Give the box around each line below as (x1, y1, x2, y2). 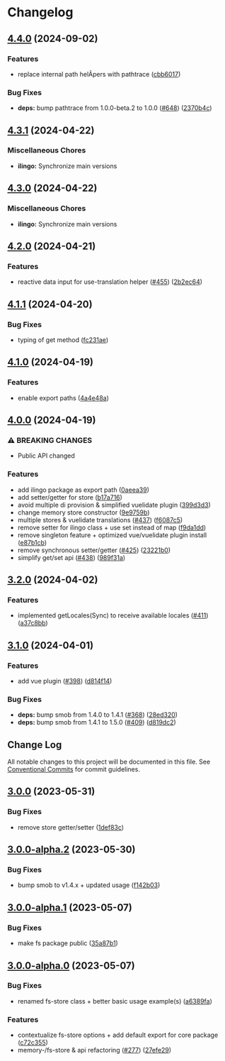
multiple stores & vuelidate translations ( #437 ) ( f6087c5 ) (17, 515, 183, 524)
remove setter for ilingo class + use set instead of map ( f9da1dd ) (17, 523, 207, 532)
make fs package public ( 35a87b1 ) (17, 939, 118, 947)
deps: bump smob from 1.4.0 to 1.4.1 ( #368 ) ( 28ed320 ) (17, 710, 178, 719)
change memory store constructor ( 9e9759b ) (17, 508, 150, 517)
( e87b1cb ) (17, 538, 47, 546)
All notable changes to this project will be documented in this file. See (7, 757, 211, 766)
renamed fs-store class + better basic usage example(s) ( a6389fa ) (17, 996, 212, 1005)
